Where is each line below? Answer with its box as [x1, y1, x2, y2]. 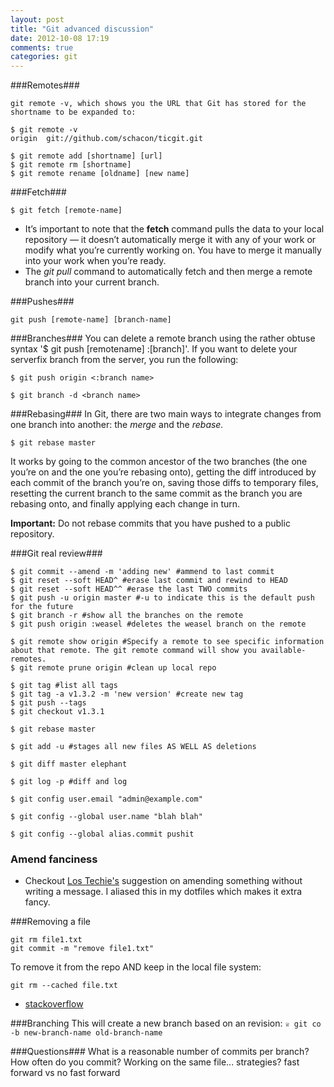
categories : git [10, 52, 78, 62]
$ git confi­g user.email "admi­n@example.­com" [10, 794, 203, 805]
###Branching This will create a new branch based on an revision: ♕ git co [10, 1017, 322, 1030]
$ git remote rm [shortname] [10, 160, 132, 170]
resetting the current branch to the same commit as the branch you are [10, 487, 303, 500]
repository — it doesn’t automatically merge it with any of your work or [24, 234, 317, 246]
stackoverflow [24, 998, 84, 1010]
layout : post [10, 14, 65, 25]
